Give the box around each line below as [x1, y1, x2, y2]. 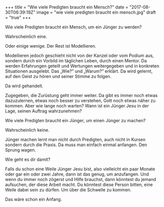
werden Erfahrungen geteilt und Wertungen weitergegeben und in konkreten [5, 63, 160, 69]
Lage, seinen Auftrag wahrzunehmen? [5, 108, 82, 114]
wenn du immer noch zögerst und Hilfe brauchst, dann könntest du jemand [5, 177, 157, 182]
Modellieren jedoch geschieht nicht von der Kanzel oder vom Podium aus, [5, 52, 154, 58]
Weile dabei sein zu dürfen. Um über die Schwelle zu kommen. [5, 187, 132, 193]
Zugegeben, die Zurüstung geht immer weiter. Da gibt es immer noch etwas [5, 93, 158, 98]
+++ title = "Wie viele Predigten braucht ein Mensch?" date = [5, 4, 129, 10]
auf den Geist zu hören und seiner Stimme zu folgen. [5, 74, 112, 79]
